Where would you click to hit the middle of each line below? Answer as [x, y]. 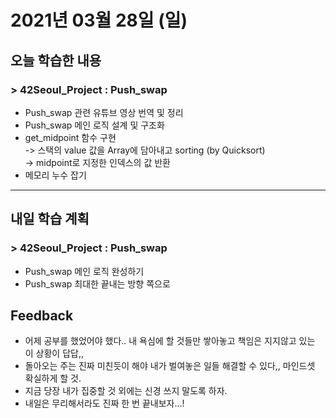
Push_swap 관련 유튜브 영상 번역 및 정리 [104, 112]
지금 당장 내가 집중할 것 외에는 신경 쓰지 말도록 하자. [126, 391]
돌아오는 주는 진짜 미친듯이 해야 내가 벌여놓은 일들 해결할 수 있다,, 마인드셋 [170, 366]
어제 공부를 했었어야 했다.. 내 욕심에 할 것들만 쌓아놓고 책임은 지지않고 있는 [170, 341]
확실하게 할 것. [53, 378]
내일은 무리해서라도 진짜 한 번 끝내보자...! [104, 403]
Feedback [42, 315]
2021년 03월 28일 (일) [99, 20]
